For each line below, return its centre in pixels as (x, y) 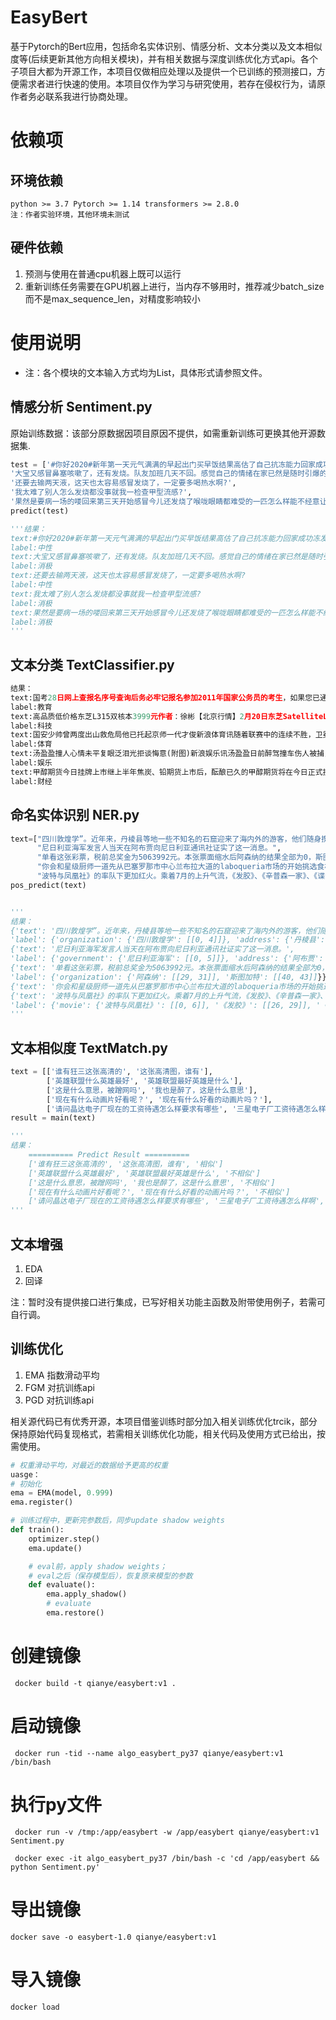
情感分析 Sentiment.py (81, 407)
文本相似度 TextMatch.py (89, 1047)
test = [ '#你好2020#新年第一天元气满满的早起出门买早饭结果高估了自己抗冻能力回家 (163, 464)
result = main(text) (53, 1118)
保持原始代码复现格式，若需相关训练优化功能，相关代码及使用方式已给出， (163, 1433)
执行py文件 (56, 1805)
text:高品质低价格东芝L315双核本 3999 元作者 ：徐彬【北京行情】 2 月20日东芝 (146, 716)
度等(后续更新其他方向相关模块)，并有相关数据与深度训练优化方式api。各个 (164, 58)
